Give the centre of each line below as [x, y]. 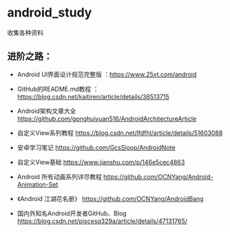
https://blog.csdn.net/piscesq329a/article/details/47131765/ [102, 221]
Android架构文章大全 [46, 111]
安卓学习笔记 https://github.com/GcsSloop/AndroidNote [96, 147]
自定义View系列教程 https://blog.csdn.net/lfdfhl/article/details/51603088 [120, 133]
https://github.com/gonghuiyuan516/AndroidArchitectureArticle [107, 118]
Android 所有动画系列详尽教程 [59, 176]
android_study [50, 13]
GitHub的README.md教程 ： [58, 89]
